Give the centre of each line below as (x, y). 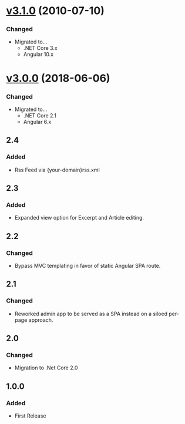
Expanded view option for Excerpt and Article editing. (79, 218)
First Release (30, 416)
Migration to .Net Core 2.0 (46, 368)
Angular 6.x (37, 122)
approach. (41, 320)
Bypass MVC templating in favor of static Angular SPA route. (88, 266)
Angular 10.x (38, 55)
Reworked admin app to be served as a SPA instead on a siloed (91, 314)
